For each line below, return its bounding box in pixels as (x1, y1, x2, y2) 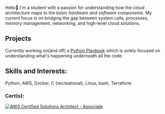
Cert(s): (5, 92, 25, 99)
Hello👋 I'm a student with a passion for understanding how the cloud (5, 5, 145, 10)
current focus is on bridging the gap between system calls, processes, (5, 15, 149, 21)
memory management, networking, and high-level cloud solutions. (5, 20, 140, 26)
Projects (5, 34, 32, 43)
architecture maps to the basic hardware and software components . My (5, 10, 152, 16)
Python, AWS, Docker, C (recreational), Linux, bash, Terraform (5, 80, 132, 86)
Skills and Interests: (5, 67, 68, 76)
